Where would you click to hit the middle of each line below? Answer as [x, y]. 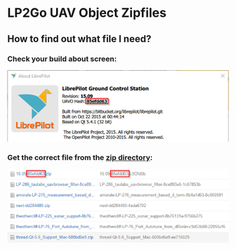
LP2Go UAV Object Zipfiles [87, 13]
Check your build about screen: [62, 59]
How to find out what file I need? [79, 39]
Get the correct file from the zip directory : [80, 158]
